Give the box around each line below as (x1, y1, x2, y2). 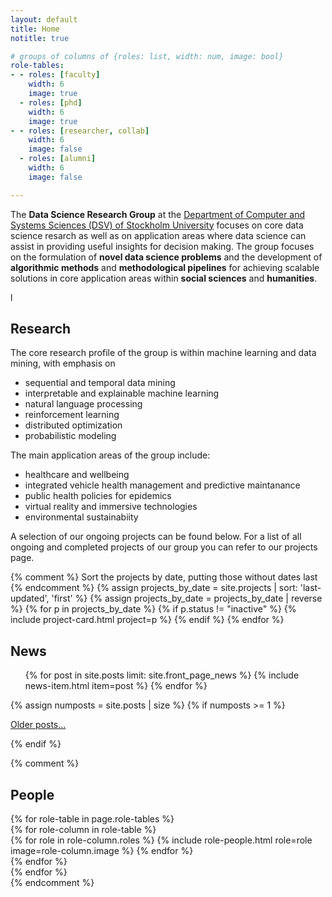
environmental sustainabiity (24, 511, 139, 523)
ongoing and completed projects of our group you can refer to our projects (10, 541, 318, 553)
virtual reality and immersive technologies (24, 501, 198, 513)
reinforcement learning (24, 409, 120, 421)
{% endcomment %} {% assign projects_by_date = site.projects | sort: (10, 582, 298, 594)
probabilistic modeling (24, 430, 117, 442)
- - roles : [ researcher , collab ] (10, 126, 150, 136)
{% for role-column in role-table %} (10, 824, 157, 836)
